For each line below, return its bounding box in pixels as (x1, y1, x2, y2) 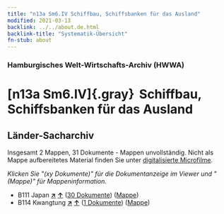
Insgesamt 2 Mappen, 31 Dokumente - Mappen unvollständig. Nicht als (7, 148, 214, 157)
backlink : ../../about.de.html (7, 23, 100, 30)
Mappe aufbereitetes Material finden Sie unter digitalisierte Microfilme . (7, 156, 213, 164)
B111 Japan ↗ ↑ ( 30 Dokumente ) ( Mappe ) (17, 191, 139, 199)
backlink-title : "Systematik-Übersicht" (7, 30, 129, 38)
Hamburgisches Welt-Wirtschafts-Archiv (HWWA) (7, 60, 185, 70)
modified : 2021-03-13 (7, 17, 71, 24)
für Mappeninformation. (37, 177, 107, 186)
